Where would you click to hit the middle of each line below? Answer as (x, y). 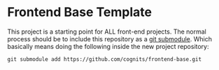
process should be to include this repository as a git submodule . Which (109, 38)
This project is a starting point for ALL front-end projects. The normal (107, 31)
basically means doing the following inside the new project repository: (108, 46)
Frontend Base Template (80, 12)
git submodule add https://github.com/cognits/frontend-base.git (104, 59)
